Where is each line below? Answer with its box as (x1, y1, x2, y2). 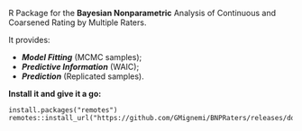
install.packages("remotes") (8, 106, 118, 115)
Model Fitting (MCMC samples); (21, 52, 142, 62)
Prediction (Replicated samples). (21, 71, 145, 82)
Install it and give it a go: (8, 89, 102, 99)
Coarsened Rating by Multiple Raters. (8, 17, 147, 28)
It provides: (8, 35, 50, 45)
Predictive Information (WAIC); (21, 62, 140, 72)
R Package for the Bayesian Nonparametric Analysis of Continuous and (8, 8, 277, 18)
